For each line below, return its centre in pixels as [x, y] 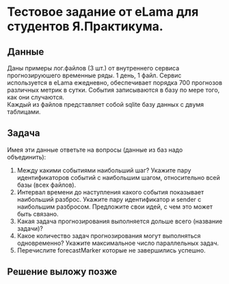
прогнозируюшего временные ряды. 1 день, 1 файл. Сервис [94, 75]
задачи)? [30, 228]
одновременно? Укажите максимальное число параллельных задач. [118, 243]
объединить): [27, 157]
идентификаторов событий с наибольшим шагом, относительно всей [119, 177]
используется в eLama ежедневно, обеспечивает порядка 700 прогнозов [115, 82]
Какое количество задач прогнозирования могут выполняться [109, 235]
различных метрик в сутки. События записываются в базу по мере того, [113, 90]
